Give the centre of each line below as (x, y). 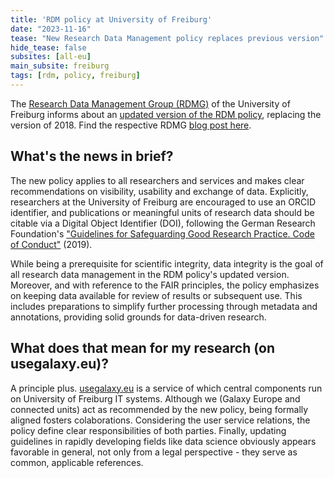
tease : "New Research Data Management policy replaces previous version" (167, 38)
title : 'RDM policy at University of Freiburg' (111, 19)
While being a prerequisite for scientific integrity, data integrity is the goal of (167, 263)
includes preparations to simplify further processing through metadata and (164, 306)
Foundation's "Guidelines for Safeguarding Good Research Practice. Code (162, 233)
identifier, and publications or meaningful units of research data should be (162, 212)
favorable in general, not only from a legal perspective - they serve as (154, 452)
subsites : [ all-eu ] (51, 57)
